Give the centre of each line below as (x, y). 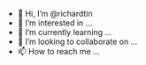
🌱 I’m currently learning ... (65, 32)
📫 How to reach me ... (58, 51)
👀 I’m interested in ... (55, 23)
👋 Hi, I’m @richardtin (55, 14)
